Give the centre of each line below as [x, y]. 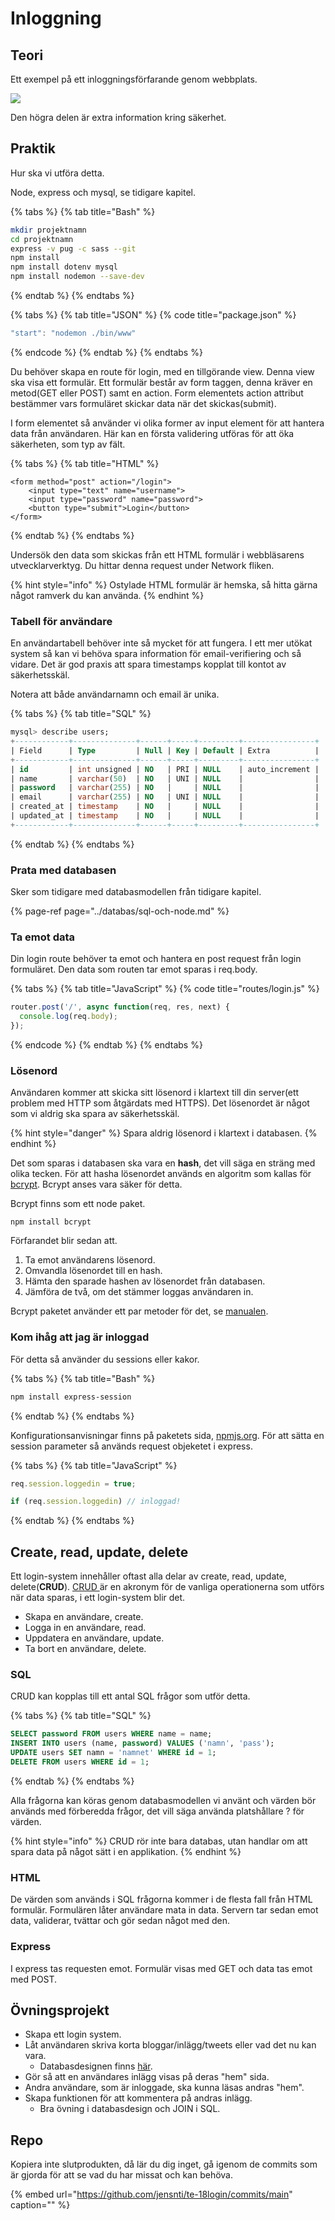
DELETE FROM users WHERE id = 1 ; [80, 1762]
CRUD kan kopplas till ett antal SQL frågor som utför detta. [130, 1696]
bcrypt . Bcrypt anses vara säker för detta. [96, 1184]
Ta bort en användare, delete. [85, 1649]
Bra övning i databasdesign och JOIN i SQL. [130, 2109]
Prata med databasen [63, 870]
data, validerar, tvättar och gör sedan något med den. [120, 1921]
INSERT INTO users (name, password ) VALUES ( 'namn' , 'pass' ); [142, 1743]
